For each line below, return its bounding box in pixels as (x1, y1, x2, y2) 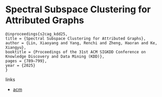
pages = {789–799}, (5, 58, 47, 64)
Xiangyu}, (5, 45, 27, 50)
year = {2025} (5, 63, 36, 68)
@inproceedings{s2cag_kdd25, (5, 31, 68, 36)
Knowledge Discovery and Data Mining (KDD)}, (5, 54, 104, 59)
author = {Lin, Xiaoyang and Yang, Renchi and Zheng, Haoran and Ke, (5, 40, 158, 46)
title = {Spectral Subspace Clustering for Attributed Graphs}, (5, 36, 146, 41)
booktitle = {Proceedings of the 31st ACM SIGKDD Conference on (5, 49, 146, 54)
